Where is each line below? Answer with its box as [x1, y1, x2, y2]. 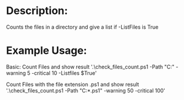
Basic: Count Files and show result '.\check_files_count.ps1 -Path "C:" [6, 63, 175, 70]
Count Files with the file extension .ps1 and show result [6, 81, 139, 88]
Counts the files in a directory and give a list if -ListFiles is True [6, 23, 159, 30]
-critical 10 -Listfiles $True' [31, 69, 97, 77]
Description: [6, 4, 68, 18]
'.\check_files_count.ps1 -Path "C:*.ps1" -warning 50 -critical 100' [6, 87, 166, 94]
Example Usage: [6, 44, 87, 57]
